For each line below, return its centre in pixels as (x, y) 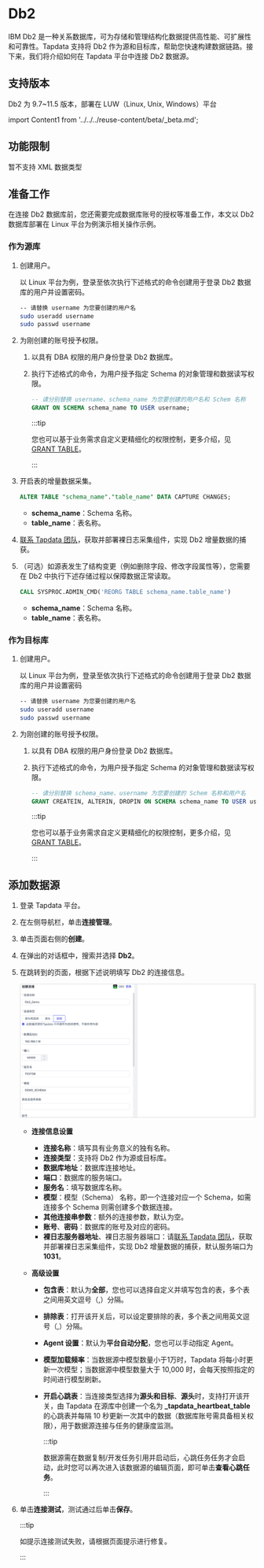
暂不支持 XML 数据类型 (45, 167)
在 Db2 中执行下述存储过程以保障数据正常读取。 (97, 576)
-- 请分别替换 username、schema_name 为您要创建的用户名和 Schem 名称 (138, 400)
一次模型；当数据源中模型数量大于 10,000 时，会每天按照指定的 (152, 1369)
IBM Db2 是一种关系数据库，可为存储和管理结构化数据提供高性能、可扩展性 (130, 36)
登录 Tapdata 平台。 (52, 906)
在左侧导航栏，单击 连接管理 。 (68, 922)
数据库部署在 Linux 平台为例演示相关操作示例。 (84, 224)
